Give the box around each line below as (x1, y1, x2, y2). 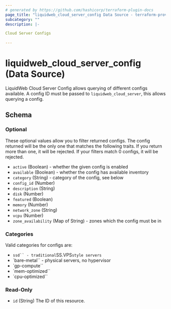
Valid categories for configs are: (5, 242, 73, 248)
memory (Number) (12, 202, 48, 208)
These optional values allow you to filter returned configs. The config (5, 137, 150, 144)
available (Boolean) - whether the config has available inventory (12, 169, 149, 175)
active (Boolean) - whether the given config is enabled (12, 163, 128, 170)
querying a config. (5, 96, 44, 102)
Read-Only (5, 286, 33, 293)
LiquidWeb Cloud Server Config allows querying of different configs (5, 85, 148, 91)
